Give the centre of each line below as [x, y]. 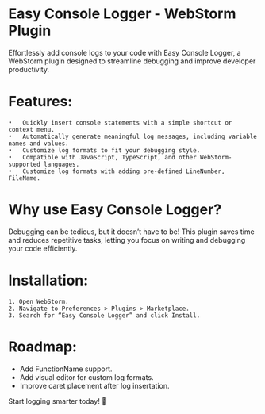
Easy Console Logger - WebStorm [122, 14]
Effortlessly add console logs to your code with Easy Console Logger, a [125, 52]
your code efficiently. [43, 248]
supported [25, 164]
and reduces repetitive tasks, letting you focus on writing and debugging [127, 240]
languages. [61, 164]
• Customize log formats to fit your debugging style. [104, 150]
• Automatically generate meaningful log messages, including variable [133, 136]
